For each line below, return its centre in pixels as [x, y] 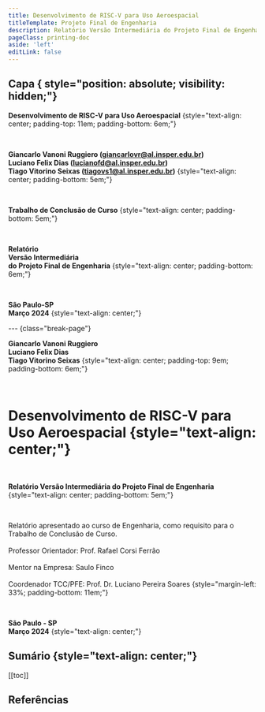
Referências [39, 700]
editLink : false [35, 52]
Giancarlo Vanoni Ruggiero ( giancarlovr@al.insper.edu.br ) [106, 154]
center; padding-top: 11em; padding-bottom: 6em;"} [93, 124]
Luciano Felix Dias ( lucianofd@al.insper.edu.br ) [88, 162]
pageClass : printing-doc [49, 37]
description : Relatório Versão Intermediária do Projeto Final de [119, 30]
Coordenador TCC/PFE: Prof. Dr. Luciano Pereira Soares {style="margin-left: [132, 583]
